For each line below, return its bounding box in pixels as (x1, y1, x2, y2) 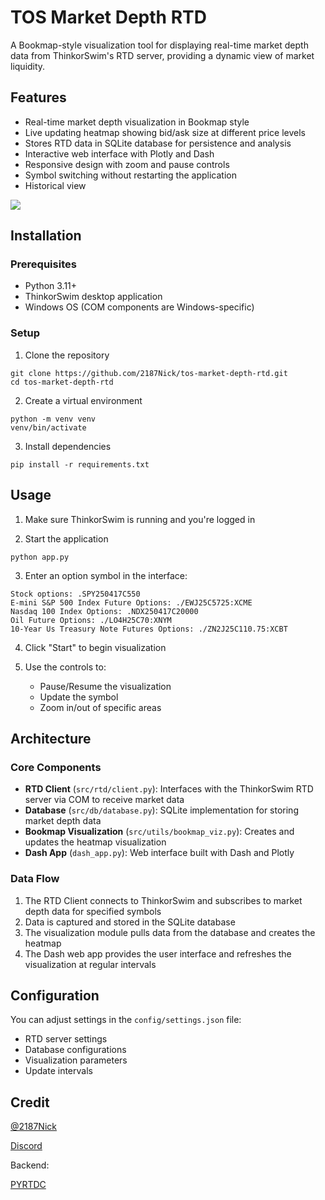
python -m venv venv (10, 414, 97, 424)
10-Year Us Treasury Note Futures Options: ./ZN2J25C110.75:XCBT (10, 624, 288, 634)
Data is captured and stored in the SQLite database (24, 916, 236, 928)
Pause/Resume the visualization (39, 680, 172, 692)
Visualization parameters (24, 1054, 128, 1066)
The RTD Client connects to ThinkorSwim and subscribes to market (24, 894, 303, 906)
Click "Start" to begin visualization (24, 641, 167, 653)
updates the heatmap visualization (24, 836, 167, 848)
